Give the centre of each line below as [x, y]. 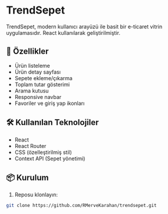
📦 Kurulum [27, 177]
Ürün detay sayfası [37, 72]
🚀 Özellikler [27, 52]
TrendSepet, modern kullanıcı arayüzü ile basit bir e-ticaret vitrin [84, 27]
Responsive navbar [38, 97]
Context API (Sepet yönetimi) [50, 158]
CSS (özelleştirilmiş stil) [43, 152]
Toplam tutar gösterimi [42, 84]
